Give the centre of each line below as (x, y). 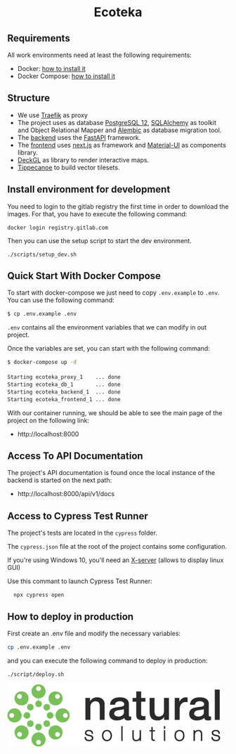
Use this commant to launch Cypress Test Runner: (80, 581)
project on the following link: (48, 420)
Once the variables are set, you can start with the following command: (109, 349)
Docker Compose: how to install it (66, 76)
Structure (29, 98)
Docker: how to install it (51, 69)
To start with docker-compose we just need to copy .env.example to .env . (113, 293)
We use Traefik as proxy (52, 115)
